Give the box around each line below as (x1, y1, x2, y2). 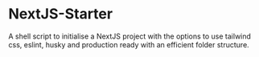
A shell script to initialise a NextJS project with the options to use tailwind (8, 31, 252, 41)
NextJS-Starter (8, 5, 113, 23)
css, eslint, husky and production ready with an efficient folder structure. (8, 39, 249, 49)
